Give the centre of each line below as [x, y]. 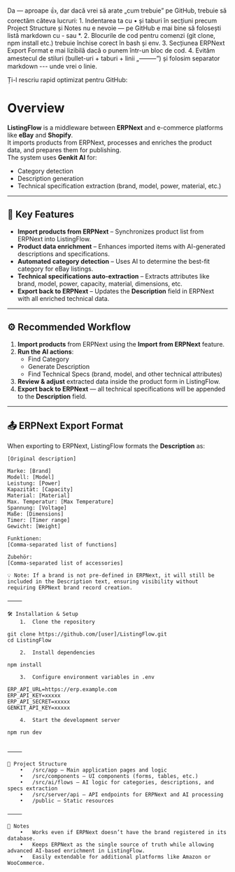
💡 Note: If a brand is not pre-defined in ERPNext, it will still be [111, 576]
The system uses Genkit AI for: [52, 157]
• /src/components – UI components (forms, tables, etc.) [109, 777]
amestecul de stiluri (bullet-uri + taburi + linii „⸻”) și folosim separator [114, 58]
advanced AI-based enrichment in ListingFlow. [76, 851]
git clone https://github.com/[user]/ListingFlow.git [87, 634]
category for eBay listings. [55, 269]
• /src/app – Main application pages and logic [94, 770]
